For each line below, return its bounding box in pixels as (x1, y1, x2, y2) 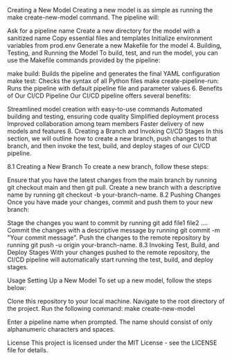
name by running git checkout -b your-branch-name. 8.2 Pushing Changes (7, 190, 221, 199)
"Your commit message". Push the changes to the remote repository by (7, 233, 211, 242)
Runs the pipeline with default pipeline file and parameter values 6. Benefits (7, 84, 223, 92)
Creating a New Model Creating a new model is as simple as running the (7, 6, 213, 14)
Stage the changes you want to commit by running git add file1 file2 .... (7, 219, 208, 227)
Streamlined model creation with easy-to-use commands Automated (7, 105, 203, 113)
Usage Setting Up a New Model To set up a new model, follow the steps (7, 276, 213, 285)
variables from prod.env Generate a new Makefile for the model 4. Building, (7, 42, 222, 49)
